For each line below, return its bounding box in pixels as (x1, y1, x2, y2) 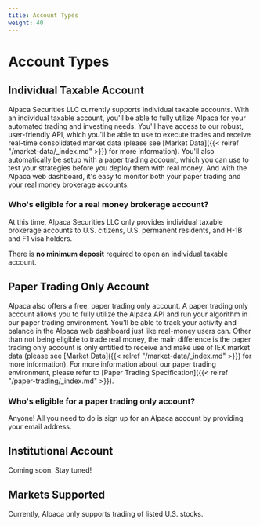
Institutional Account (8, 444, 114, 458)
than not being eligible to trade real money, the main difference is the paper (8, 334, 251, 344)
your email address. (8, 422, 72, 431)
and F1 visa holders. (8, 233, 73, 243)
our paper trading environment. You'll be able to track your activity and (8, 317, 237, 327)
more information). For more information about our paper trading (8, 359, 217, 369)
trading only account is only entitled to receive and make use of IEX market (8, 342, 251, 352)
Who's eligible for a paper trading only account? (8, 396, 196, 407)
